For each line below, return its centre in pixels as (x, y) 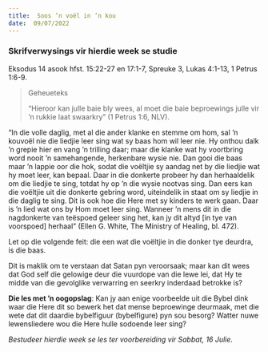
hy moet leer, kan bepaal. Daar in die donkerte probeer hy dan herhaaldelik (132, 175)
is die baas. (27, 250)
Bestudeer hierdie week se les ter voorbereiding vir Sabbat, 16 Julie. (121, 339)
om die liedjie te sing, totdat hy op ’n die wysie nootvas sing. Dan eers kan (130, 183)
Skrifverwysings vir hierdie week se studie (93, 51)
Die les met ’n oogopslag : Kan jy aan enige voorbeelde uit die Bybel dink (128, 298)
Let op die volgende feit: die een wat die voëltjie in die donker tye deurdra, (131, 241)
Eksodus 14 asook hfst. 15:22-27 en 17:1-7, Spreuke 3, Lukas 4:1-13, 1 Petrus (133, 68)
